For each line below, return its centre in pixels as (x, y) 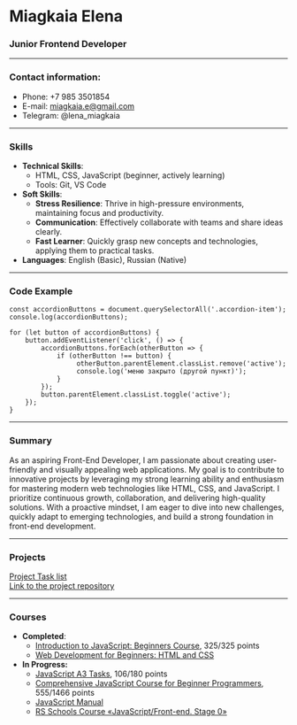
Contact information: (55, 77)
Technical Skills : (53, 166)
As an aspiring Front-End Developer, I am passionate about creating (133, 460)
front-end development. (53, 526)
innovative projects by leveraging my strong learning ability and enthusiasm (147, 479)
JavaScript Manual (69, 702)
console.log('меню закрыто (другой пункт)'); (162, 372)
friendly (23, 469)
